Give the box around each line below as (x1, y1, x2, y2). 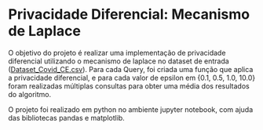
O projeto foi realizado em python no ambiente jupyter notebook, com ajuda (8, 104, 254, 114)
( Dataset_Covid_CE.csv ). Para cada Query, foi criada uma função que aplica (8, 64, 254, 74)
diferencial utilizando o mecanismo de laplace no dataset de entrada (8, 56, 229, 66)
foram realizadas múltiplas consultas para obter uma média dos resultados (8, 81, 250, 91)
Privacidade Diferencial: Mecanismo (8, 5, 250, 23)
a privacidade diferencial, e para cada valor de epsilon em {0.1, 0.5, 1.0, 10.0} (8, 73, 256, 82)
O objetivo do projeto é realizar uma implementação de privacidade (8, 48, 226, 57)
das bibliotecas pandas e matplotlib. (8, 113, 126, 122)
